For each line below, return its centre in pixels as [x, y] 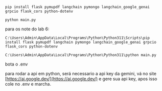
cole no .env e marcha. [28, 84]
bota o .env [16, 64]
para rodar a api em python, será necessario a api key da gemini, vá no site [81, 74]
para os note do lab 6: [27, 29]
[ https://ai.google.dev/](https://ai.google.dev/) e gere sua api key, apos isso [81, 79]
